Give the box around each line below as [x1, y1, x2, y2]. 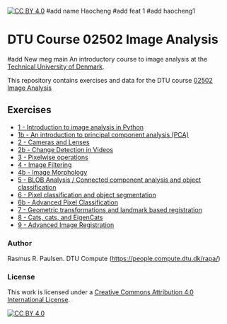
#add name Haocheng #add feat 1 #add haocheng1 [46, 7, 196, 15]
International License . [7, 296, 71, 304]
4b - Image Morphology [17, 168, 88, 176]
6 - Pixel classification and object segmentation [17, 190, 157, 199]
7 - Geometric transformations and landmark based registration [17, 205, 203, 214]
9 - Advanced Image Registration [17, 220, 115, 229]
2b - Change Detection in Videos [17, 145, 114, 154]
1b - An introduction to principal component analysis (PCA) [17, 130, 190, 139]
